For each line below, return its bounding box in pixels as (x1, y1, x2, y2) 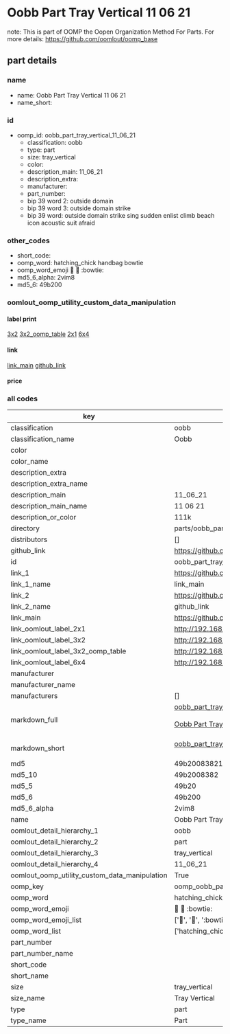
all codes (7, 394, 38, 403)
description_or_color (10, 513, 77, 522)
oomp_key (10, 881, 44, 891)
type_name (10, 1015, 47, 1025)
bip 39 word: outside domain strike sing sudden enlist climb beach (27, 211, 215, 219)
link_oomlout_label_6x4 (10, 658, 86, 667)
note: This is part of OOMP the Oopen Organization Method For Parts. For (7, 27, 214, 36)
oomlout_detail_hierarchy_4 (10, 859, 99, 869)
